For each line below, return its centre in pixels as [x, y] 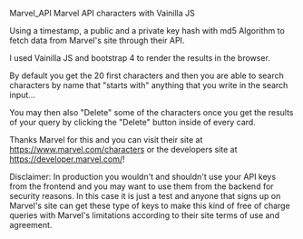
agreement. [31, 225]
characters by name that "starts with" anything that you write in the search [149, 85]
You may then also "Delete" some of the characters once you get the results [151, 112]
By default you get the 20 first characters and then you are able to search [147, 75]
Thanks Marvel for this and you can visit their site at [106, 139]
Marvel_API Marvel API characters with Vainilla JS [102, 13]
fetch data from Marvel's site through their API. [97, 40]
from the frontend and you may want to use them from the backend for [142, 186]
